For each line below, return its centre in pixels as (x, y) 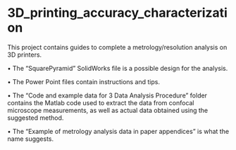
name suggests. (31, 139)
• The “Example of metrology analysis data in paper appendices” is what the (118, 131)
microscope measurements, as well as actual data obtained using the (108, 110)
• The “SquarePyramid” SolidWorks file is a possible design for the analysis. (118, 68)
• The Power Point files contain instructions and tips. (84, 81)
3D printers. (25, 55)
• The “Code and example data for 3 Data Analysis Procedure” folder (107, 95)
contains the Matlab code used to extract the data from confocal (101, 102)
